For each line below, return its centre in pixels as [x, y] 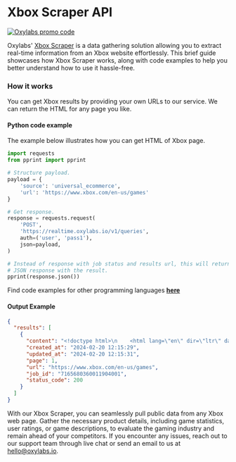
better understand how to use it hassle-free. [71, 68]
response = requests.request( [52, 218]
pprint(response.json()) [44, 277]
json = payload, [40, 244]
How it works [30, 86]
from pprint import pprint [47, 160]
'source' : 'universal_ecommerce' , [70, 186]
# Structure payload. [39, 173]
